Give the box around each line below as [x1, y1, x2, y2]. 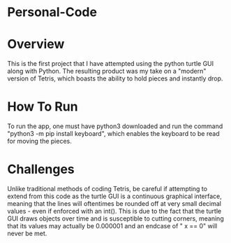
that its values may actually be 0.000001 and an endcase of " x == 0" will [7, 222, 218, 230]
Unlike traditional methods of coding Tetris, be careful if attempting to [7, 185, 208, 193]
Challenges [7, 162, 75, 177]
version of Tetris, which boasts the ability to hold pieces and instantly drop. [7, 74, 223, 83]
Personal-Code [7, 4, 98, 20]
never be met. [7, 229, 47, 237]
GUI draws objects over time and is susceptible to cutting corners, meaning [7, 214, 225, 223]
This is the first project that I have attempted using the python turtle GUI [7, 60, 214, 68]
